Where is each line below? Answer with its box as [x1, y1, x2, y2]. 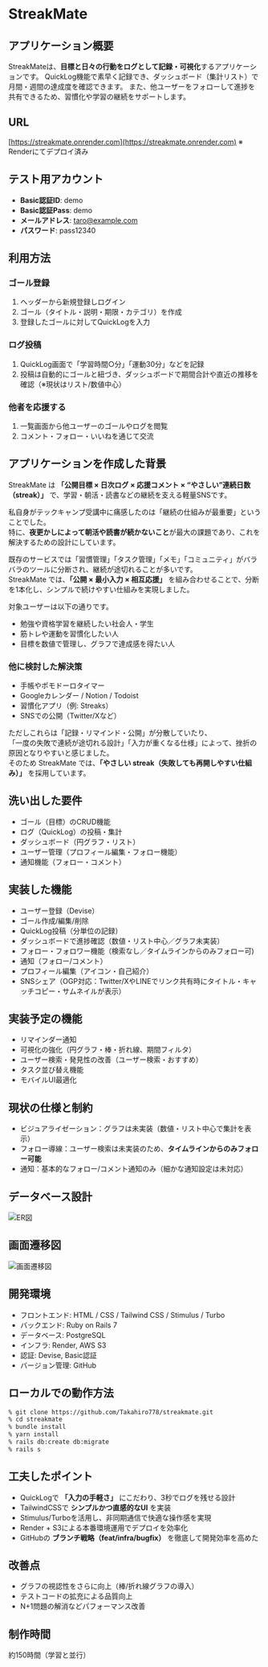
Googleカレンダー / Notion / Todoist [19, 691, 139, 701]
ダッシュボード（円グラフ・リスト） [19, 837, 140, 846]
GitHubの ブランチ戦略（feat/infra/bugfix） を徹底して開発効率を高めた [19, 1533, 259, 1542]
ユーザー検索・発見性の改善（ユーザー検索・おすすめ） [19, 1055, 203, 1064]
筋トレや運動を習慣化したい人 [19, 628, 119, 638]
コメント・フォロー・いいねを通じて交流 [19, 431, 154, 441]
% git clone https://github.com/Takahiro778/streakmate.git [8, 1408, 214, 1416]
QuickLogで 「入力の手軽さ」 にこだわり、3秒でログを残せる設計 [19, 1492, 236, 1502]
